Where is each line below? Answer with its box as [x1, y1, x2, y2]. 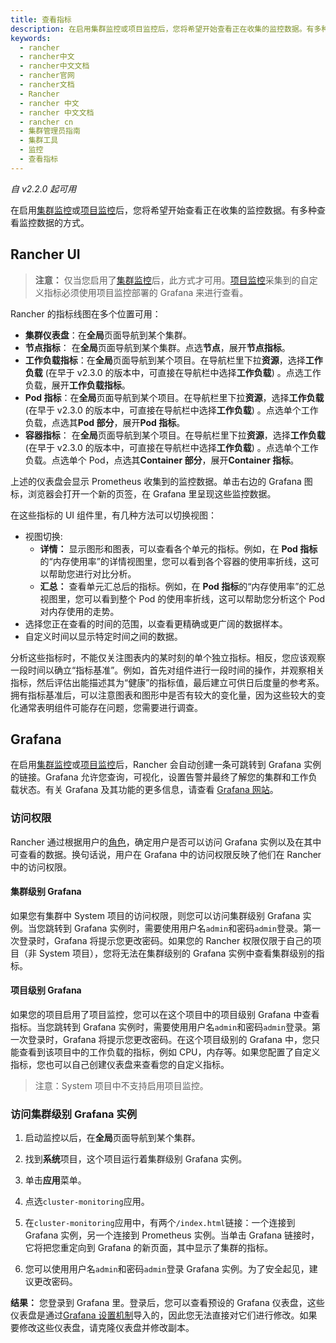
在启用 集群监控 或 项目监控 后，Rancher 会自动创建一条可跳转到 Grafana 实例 [10, 759, 322, 771]
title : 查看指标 [10, 14, 72, 25]
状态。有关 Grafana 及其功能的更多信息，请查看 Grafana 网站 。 [18, 784, 279, 796]
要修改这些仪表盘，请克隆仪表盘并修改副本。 [10, 1322, 195, 1334]
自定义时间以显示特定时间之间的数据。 [24, 630, 183, 642]
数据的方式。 [36, 216, 90, 228]
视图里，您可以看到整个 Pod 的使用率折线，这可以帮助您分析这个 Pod [39, 592, 326, 605]
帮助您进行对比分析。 [48, 567, 137, 580]
